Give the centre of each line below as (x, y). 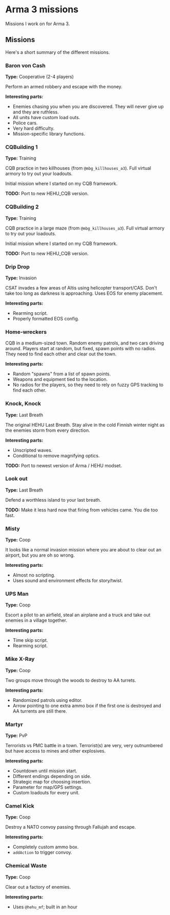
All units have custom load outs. (46, 118)
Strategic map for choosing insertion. (52, 782)
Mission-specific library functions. (49, 134)
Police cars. (25, 123)
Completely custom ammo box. (46, 847)
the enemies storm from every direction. (48, 430)
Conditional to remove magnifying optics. (56, 455)
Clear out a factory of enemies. (38, 887)
